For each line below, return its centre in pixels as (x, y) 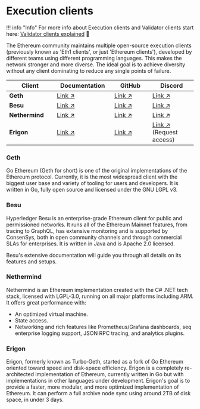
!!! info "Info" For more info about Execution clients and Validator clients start (100, 27)
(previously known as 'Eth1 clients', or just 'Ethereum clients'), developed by (99, 51)
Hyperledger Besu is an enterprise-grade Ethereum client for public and (94, 218)
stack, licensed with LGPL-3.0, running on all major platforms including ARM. (100, 296)
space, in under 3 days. (35, 400)
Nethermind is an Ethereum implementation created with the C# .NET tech (97, 290)
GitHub (130, 85)
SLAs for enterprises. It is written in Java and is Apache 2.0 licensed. (91, 244)
